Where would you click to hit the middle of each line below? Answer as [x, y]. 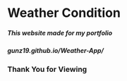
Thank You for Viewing [47, 69]
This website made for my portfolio [60, 32]
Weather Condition [64, 13]
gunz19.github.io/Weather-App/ [56, 51]
